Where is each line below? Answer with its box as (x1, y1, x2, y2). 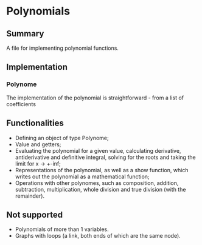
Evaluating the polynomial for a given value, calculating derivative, (15, 147, 181, 154)
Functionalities (6, 118, 64, 129)
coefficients (6, 100, 37, 107)
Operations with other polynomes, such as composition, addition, (15, 179, 179, 186)
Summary (6, 29, 44, 39)
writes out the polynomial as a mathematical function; (15, 173, 150, 180)
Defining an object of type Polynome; (15, 134, 110, 141)
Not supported (6, 209, 63, 220)
